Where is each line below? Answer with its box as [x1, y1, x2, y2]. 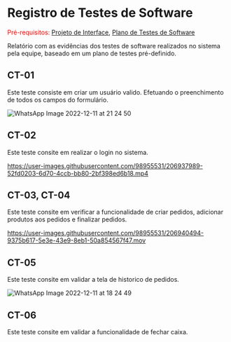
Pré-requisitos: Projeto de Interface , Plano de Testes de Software [7, 28, 195, 36]
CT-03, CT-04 [7, 189, 71, 201]
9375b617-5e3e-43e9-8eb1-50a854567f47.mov [7, 236, 146, 245]
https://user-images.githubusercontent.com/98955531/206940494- [7, 229, 204, 238]
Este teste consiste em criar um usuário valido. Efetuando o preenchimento [7, 88, 224, 96]
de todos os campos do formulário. [7, 95, 108, 104]
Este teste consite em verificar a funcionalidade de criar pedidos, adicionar [7, 208, 224, 217]
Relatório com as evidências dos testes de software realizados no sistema [7, 41, 220, 50]
